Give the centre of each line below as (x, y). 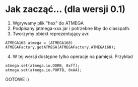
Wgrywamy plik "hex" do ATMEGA (48, 23)
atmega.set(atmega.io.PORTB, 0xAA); (44, 70)
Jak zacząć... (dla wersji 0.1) (65, 9)
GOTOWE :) (17, 79)
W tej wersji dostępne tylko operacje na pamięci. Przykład (73, 56)
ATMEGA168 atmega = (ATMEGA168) (39, 43)
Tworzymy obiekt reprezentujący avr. (51, 33)
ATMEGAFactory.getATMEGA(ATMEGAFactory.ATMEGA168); (60, 47)
